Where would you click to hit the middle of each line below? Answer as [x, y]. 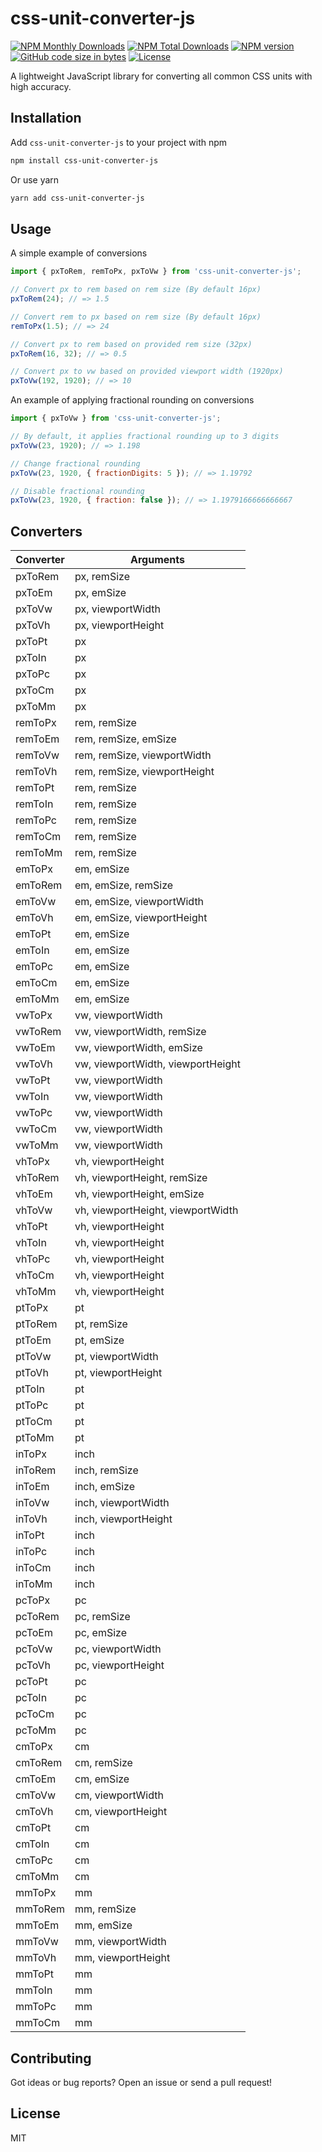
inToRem [36, 1470]
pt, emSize [99, 1340]
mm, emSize [103, 1925]
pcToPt [31, 1682]
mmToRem [40, 1909]
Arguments [157, 560]
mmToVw [37, 1942]
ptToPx [32, 1308]
